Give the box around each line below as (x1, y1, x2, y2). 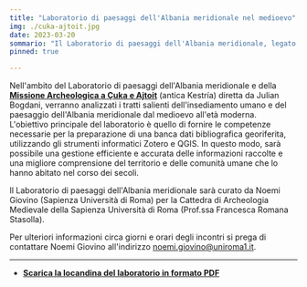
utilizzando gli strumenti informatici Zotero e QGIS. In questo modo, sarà (9, 138, 281, 149)
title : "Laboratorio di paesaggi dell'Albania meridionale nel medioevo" (9, 13, 297, 23)
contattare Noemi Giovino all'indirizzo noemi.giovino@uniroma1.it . (9, 241, 257, 252)
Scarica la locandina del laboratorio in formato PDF (22, 268, 220, 279)
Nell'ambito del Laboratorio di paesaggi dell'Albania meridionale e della (9, 80, 277, 91)
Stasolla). (9, 214, 46, 225)
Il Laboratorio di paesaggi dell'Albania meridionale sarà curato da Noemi (9, 185, 281, 196)
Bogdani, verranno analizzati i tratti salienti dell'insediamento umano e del (9, 99, 287, 110)
